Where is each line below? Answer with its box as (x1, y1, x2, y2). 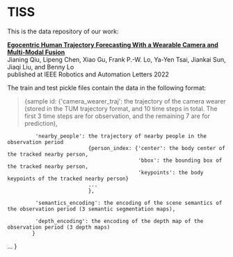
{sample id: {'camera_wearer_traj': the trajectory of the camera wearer (24, 97, 226, 105)
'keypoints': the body (138, 169, 204, 176)
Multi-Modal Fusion (7, 48, 65, 56)
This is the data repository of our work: (7, 27, 119, 35)
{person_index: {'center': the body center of (88, 144, 226, 151)
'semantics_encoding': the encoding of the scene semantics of (35, 199, 223, 206)
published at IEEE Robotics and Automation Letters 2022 (7, 70, 169, 78)
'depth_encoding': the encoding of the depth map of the (35, 217, 204, 224)
